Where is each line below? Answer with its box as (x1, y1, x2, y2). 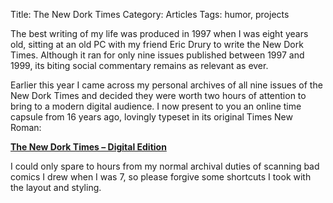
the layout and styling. (10, 182, 102, 193)
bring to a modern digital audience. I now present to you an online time (10, 100, 302, 112)
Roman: (10, 122, 42, 133)
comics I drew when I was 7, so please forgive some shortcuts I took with (10, 171, 312, 183)
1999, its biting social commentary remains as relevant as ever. (10, 60, 269, 71)
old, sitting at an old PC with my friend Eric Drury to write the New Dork (10, 39, 304, 50)
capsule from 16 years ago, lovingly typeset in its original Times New (10, 111, 293, 123)
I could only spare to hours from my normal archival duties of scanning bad (10, 160, 320, 172)
